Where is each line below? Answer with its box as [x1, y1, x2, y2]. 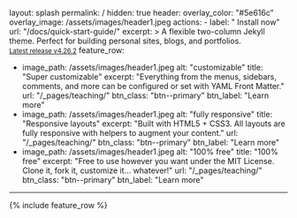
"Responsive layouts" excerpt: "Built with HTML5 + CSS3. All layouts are [21, 118, 286, 129]
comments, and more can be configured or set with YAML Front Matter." [21, 81, 285, 91]
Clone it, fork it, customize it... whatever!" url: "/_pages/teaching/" [21, 165, 263, 176]
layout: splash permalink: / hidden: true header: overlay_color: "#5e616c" [9, 8, 274, 18]
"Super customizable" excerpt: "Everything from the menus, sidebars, [21, 71, 277, 82]
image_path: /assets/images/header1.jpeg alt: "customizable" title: [21, 62, 263, 72]
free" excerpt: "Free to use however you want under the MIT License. [21, 156, 275, 166]
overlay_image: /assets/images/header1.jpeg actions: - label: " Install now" [9, 17, 280, 27]
